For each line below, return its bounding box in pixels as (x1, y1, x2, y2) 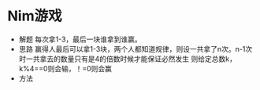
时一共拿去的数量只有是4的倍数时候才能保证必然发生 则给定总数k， (18, 54, 237, 63)
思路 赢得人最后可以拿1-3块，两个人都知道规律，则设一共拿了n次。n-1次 (18, 44, 253, 53)
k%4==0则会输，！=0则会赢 (18, 63, 112, 73)
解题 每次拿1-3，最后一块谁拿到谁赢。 (18, 34, 143, 44)
